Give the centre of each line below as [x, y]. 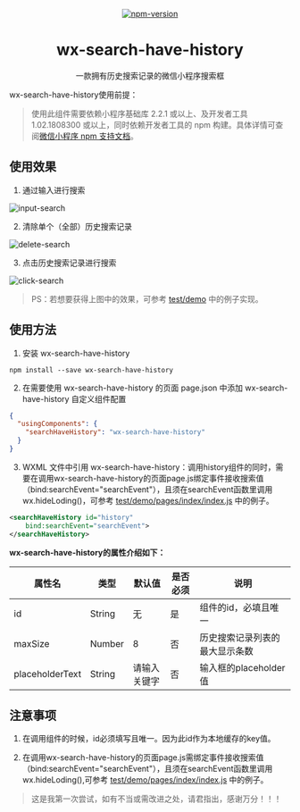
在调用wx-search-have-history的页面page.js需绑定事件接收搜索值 [143, 758]
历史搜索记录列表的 [240, 637]
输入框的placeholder [242, 667]
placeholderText [48, 674]
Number [107, 643]
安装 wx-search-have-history [76, 353]
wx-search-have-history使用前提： [74, 95]
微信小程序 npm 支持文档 [85, 136]
